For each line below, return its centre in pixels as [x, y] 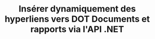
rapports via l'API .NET [77, 29]
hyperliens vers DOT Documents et [77, 19]
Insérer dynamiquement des [77, 9]
